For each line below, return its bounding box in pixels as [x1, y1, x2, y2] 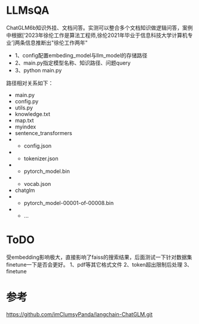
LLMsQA [6, 4, 50, 17]
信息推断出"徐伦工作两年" [25, 39, 88, 46]
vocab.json [23, 180, 51, 187]
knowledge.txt [14, 110, 51, 117]
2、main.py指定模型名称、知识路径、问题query [14, 59, 131, 66]
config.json [23, 142, 52, 149]
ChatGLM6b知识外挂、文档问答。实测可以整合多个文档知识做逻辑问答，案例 [6, 24, 193, 31]
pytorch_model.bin [23, 167, 71, 175]
